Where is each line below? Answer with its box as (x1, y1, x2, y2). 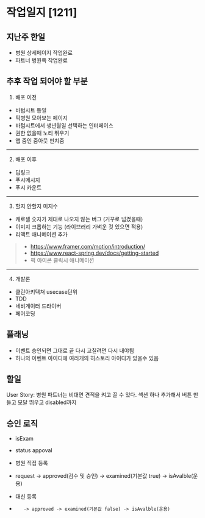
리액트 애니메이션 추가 (15, 230, 68, 238)
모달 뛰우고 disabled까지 (17, 399, 77, 406)
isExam (15, 435, 34, 442)
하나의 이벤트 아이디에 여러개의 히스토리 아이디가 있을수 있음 (15, 354, 159, 361)
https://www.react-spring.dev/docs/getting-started (30, 249, 159, 257)
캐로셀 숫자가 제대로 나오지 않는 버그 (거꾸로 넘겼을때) (15, 215, 143, 222)
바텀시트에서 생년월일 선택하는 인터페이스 (15, 121, 114, 129)
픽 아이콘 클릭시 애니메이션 (30, 257, 95, 264)
